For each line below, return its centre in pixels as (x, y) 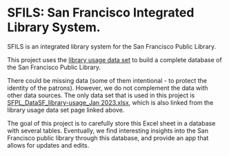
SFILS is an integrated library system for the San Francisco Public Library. (112, 46)
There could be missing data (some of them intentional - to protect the (107, 80)
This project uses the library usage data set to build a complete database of (114, 59)
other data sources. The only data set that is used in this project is (101, 95)
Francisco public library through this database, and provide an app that (108, 138)
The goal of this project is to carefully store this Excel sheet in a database (111, 123)
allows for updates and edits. (48, 145)
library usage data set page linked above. (66, 110)
